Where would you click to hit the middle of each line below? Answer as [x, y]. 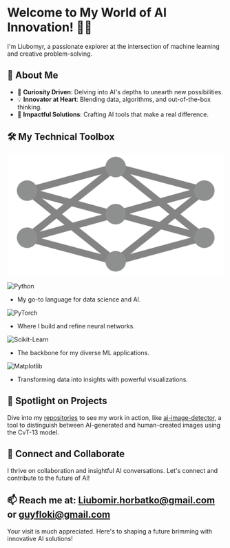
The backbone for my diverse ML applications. [83, 353]
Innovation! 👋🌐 [50, 27]
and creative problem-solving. [50, 54]
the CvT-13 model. [33, 432]
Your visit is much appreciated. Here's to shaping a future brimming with [110, 531]
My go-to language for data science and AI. [79, 299]
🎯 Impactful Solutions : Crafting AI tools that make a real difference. [113, 114]
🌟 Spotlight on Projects [57, 401]
